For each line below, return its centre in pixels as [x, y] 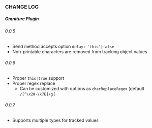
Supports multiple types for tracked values [55, 120]
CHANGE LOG [22, 7]
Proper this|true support [38, 78]
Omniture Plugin [22, 19]
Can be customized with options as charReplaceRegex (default [82, 88]
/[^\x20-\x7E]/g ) [38, 94]
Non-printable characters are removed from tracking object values [80, 51]
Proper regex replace [34, 83]
